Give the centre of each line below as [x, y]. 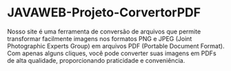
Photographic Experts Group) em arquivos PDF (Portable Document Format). [116, 46]
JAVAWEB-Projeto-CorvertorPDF [104, 13]
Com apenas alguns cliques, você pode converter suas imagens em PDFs [112, 53]
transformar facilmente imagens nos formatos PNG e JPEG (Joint [100, 38]
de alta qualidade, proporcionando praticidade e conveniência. [96, 60]
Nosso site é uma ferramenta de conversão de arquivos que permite [104, 31]
